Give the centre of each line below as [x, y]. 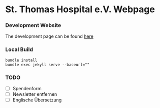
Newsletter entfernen [35, 94]
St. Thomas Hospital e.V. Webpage [80, 9]
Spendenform [27, 89]
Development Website [33, 25]
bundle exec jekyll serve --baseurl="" [47, 65]
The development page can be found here [50, 36]
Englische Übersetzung [37, 100]
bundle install [21, 60]
